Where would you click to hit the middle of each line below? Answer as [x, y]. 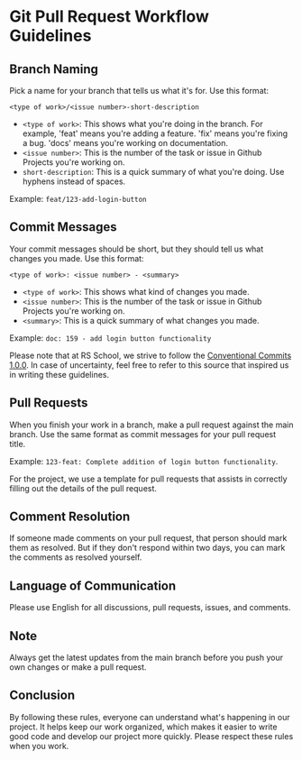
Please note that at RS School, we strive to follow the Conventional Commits [151, 355]
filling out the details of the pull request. [83, 488]
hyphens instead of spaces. [74, 181]
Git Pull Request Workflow [110, 17]
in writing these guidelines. [59, 374]
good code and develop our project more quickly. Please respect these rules [151, 736]
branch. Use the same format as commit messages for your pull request [143, 434]
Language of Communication [93, 586]
